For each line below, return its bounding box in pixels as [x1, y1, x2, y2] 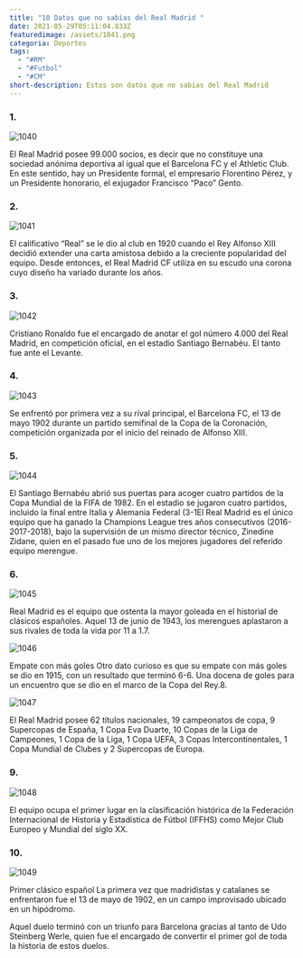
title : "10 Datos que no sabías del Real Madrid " [9, 13, 204, 23]
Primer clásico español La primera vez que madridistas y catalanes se [9, 885, 270, 895]
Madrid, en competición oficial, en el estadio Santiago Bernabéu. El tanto [9, 337, 281, 349]
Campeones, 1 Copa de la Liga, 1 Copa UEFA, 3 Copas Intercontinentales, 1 [9, 734, 288, 745]
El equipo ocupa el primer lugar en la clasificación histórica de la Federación [9, 804, 294, 815]
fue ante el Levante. [9, 347, 84, 358]
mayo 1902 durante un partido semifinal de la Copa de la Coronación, [9, 417, 269, 428]
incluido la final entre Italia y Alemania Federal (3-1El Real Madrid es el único [9, 507, 294, 518]
